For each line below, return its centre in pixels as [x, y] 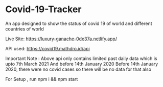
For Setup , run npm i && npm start [42, 79]
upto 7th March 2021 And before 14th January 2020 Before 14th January [82, 64]
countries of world [25, 28]
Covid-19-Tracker [43, 9]
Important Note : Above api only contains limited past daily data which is [81, 58]
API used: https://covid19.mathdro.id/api [48, 48]
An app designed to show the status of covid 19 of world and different [79, 23]
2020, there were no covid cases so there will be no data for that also [78, 69]
